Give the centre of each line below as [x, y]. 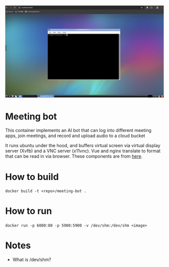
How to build [32, 177]
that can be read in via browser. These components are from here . [74, 156]
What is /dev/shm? [32, 260]
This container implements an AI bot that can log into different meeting [78, 130]
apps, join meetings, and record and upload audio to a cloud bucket [75, 136]
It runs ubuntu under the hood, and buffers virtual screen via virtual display [83, 146]
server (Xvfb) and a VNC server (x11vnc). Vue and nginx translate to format [83, 151]
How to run [29, 211]
